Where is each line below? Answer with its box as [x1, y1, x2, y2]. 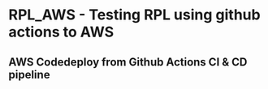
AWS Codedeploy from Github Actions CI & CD [8, 55, 248, 69]
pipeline [8, 67, 50, 82]
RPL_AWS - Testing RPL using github [8, 6, 262, 24]
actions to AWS [8, 23, 115, 41]
